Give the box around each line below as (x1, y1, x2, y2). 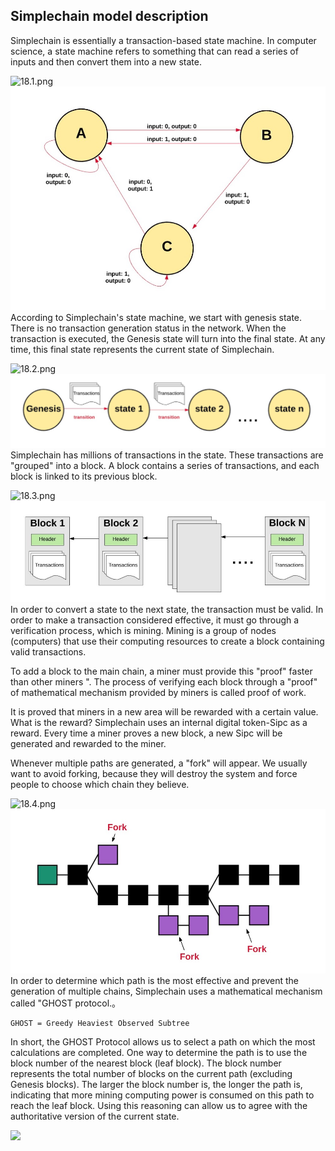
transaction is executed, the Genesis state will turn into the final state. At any (10, 332, 326, 344)
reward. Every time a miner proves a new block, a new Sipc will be (10, 727, 283, 739)
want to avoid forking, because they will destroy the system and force (10, 767, 298, 779)
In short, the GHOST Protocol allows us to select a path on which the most (10, 1035, 316, 1048)
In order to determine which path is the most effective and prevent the (10, 974, 300, 986)
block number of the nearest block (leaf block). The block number (10, 1057, 282, 1069)
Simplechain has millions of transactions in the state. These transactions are (10, 449, 324, 461)
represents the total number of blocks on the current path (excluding (10, 1067, 293, 1079)
